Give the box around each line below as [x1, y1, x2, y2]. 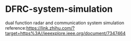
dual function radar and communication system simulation [5, 20, 125, 26]
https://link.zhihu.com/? [26, 25, 75, 31]
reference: [5, 25, 26, 31]
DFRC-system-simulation [5, 3, 113, 15]
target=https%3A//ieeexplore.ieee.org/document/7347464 [5, 30, 126, 36]
